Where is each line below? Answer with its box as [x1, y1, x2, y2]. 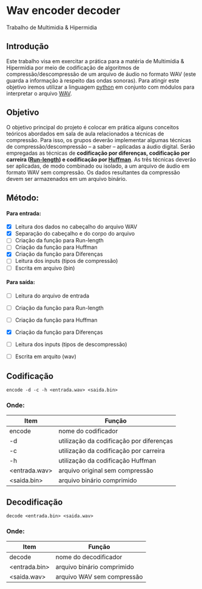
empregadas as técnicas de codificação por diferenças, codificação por [6, 149, 190, 157]
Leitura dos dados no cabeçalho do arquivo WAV [15, 223, 138, 231]
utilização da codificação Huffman [58, 457, 157, 465]
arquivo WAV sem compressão [55, 573, 143, 581]
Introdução [6, 41, 49, 52]
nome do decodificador [55, 553, 123, 562]
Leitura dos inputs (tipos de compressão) [15, 257, 118, 265]
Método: [6, 192, 39, 203]
